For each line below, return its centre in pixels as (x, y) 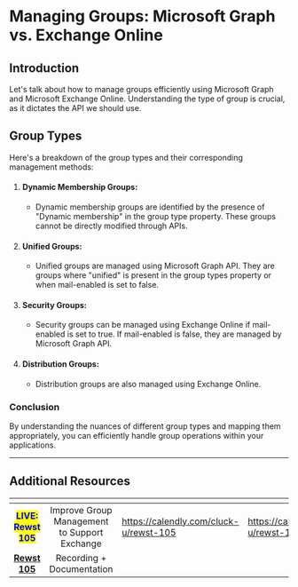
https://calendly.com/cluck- (180, 521)
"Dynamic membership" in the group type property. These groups (156, 217)
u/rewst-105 (149, 532)
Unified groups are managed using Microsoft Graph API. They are (155, 266)
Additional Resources (70, 481)
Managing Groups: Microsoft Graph (142, 16)
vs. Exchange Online (86, 35)
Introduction (44, 68)
